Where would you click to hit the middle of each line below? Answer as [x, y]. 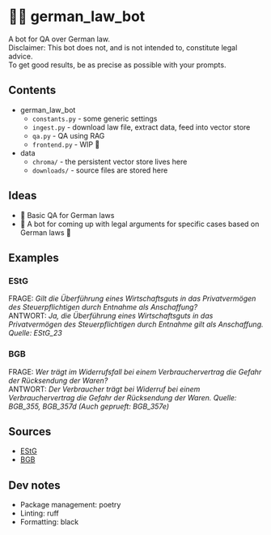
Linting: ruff [39, 513]
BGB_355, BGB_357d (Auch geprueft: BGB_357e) [89, 406]
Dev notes [34, 485]
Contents [32, 90]
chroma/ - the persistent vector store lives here [110, 161]
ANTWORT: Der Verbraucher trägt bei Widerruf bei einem [104, 389]
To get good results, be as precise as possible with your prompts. [117, 65]
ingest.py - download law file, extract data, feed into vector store [141, 127]
